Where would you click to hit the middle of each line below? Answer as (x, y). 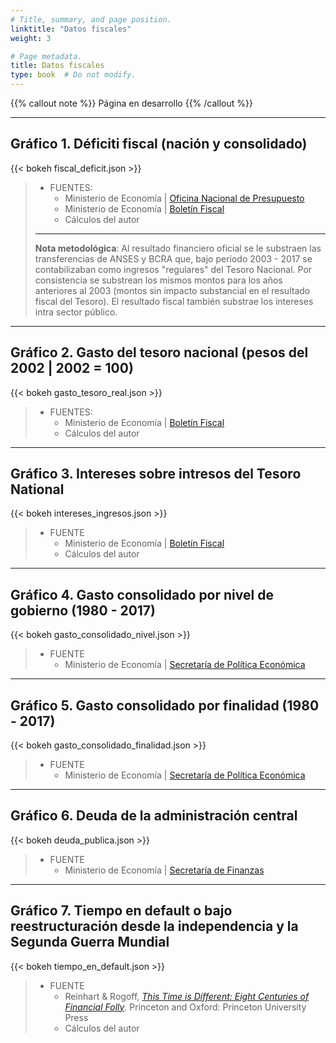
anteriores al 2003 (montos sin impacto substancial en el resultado (172, 290)
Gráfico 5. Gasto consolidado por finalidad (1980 (165, 705)
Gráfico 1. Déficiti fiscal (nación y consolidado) (159, 144)
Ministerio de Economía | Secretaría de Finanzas (164, 870)
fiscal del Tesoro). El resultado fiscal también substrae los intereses (174, 301)
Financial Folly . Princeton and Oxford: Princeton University (185, 1007)
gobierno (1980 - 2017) (83, 610)
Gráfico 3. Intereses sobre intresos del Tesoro (156, 474)
